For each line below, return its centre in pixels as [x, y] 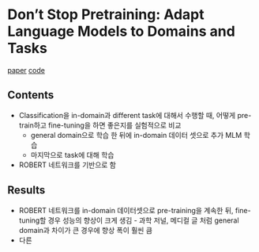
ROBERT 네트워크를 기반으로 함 [67, 165]
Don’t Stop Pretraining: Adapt [106, 15]
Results [26, 191]
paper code [26, 70]
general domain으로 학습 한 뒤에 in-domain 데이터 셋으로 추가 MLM [136, 135]
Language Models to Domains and [122, 31]
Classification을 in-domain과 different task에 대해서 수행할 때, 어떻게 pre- [135, 115]
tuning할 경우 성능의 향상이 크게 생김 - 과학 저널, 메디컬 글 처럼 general [129, 220]
